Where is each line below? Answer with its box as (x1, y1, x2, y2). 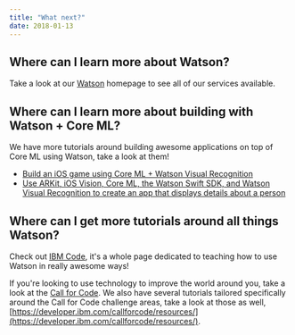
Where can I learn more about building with (9, 104, 254, 119)
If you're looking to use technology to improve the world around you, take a (9, 278, 286, 289)
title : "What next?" (9, 13, 86, 22)
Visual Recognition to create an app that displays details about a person (21, 188, 286, 198)
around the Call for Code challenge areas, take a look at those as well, (9, 297, 266, 307)
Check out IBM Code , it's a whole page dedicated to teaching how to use (9, 251, 278, 262)
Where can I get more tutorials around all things (9, 214, 279, 229)
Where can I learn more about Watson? (9, 54, 230, 70)
